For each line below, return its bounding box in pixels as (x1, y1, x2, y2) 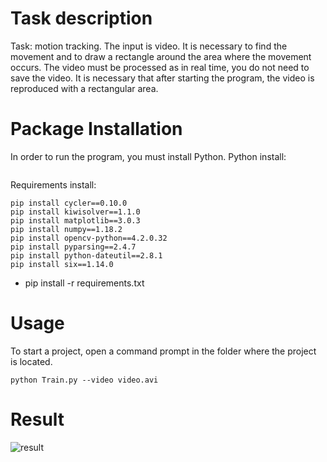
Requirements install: (10, 178, 97, 191)
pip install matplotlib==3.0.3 (10, 215, 141, 226)
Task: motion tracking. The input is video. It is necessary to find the (10, 40, 288, 52)
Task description (10, 7, 153, 30)
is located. (10, 355, 53, 367)
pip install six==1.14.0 (10, 259, 114, 269)
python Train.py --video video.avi (10, 375, 159, 385)
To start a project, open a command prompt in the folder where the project (10, 345, 317, 357)
